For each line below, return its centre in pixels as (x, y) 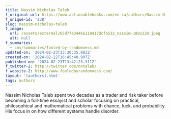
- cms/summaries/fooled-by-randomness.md (54, 48)
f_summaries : (19, 43)
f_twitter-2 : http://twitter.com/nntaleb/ (51, 66)
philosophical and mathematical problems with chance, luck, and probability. (85, 106)
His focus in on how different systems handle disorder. (62, 111)
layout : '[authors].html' (33, 76)
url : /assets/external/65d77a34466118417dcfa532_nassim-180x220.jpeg (85, 33)
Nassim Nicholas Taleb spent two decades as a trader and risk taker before (84, 95)
